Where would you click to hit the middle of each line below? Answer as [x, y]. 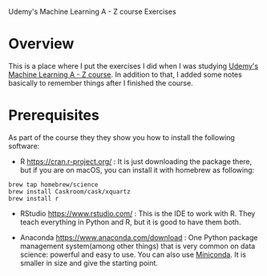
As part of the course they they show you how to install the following [121, 137]
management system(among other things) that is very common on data [138, 246]
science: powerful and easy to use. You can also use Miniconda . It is [133, 254]
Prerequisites [54, 116]
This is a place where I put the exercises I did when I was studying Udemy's [133, 66]
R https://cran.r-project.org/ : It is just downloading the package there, [136, 161]
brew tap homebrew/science [53, 184]
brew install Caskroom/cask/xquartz [69, 191]
